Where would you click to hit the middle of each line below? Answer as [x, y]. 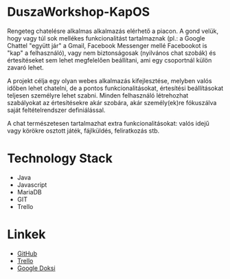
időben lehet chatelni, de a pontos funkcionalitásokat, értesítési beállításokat [115, 88]
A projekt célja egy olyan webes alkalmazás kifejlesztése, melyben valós [110, 80]
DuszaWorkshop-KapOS [79, 12]
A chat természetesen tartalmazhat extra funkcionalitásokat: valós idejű [108, 123]
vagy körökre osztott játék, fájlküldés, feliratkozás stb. [83, 131]
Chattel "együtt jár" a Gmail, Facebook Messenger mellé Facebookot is [107, 45]
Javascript [32, 185]
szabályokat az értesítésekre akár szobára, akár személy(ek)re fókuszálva [112, 102]
